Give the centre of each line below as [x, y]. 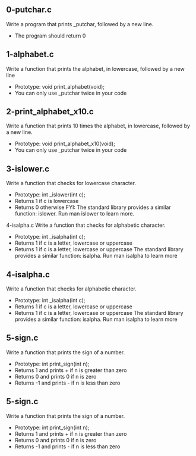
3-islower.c [28, 169]
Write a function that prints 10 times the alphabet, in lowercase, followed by [98, 126]
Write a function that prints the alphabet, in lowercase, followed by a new [96, 68]
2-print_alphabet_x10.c [50, 112]
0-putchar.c [29, 10]
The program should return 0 [50, 36]
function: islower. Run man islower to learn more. [75, 214]
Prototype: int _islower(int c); [50, 195]
